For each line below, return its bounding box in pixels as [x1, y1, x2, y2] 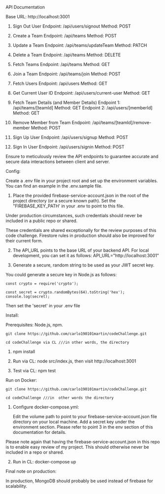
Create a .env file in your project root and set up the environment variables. [5, 178, 158, 184]
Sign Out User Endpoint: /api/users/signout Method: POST [12, 23, 131, 29]
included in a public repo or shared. [5, 218, 78, 224]
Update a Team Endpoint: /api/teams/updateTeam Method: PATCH [12, 42, 147, 48]
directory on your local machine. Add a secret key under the [12, 419, 135, 425]
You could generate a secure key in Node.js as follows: [5, 272, 117, 277]
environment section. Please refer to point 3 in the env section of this [12, 424, 153, 430]
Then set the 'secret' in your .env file [5, 303, 80, 308]
